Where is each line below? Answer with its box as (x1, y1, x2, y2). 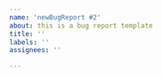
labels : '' (9, 37, 50, 47)
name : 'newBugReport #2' (9, 12, 101, 22)
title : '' (9, 29, 46, 38)
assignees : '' (9, 46, 62, 55)
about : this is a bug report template (9, 21, 153, 30)
